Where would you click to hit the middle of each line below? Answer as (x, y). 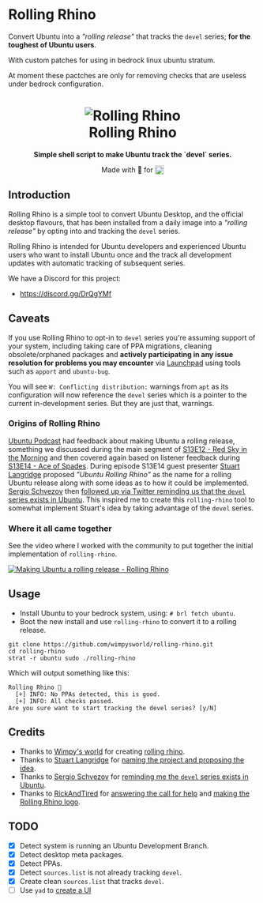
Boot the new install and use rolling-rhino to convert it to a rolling (128, 621)
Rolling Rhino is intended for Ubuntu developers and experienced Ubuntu (127, 246)
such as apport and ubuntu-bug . (59, 371)
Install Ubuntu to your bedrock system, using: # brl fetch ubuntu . (127, 613)
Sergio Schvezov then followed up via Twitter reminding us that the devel (127, 491)
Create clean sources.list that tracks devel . (92, 881)
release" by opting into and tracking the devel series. (94, 231)
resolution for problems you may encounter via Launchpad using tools (124, 363)
